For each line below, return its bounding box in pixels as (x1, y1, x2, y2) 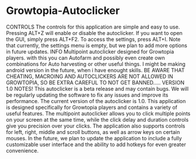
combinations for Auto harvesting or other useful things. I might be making (6, 60, 186, 68)
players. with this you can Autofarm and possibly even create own (6, 54, 166, 61)
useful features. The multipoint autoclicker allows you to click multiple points (6, 109, 191, 117)
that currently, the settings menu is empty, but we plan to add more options (6, 42, 187, 49)
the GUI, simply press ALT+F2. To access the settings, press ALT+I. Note (6, 36, 181, 43)
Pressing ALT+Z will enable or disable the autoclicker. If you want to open (6, 29, 183, 36)
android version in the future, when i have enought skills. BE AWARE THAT (6, 66, 185, 73)
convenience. (6, 147, 39, 154)
